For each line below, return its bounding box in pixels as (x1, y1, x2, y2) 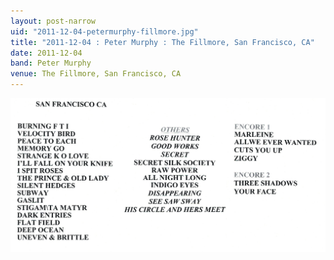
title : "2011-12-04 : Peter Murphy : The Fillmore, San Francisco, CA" (10, 37, 315, 47)
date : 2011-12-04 (10, 48, 83, 58)
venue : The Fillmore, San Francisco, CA (10, 69, 182, 79)
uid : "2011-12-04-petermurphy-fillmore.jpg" (10, 26, 199, 37)
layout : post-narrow (10, 16, 97, 26)
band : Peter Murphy (10, 58, 92, 69)
